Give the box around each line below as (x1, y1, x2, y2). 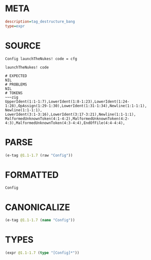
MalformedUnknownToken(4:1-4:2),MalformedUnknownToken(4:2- (5, 116, 130, 121)
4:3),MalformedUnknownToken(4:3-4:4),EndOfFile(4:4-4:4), (5, 120, 125, 125)
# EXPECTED (5, 73, 27, 78)
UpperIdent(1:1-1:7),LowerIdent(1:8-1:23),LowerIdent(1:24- (5, 99, 130, 104)
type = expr (5, 23, 25, 28)
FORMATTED (5, 169, 59, 180)
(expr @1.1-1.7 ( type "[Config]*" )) (5, 250, 79, 256)
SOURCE (5, 40, 41, 51)
